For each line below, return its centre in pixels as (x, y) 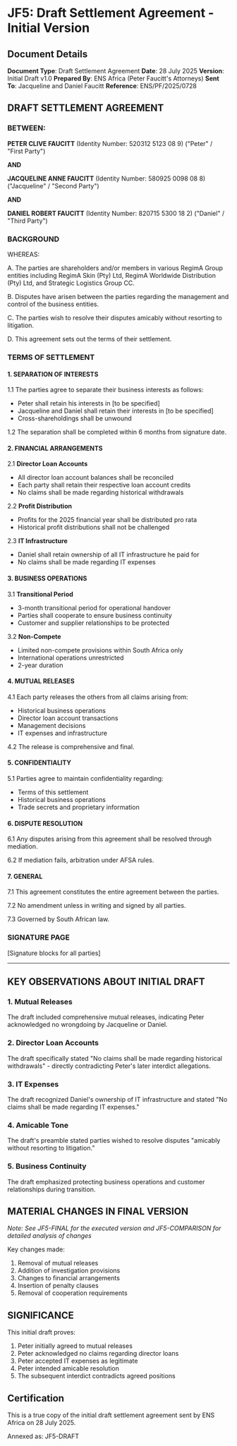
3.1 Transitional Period (41, 594)
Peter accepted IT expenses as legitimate (78, 1361)
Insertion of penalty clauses (58, 1286)
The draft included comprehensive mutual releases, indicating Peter (106, 1017)
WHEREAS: (24, 254)
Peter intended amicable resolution (68, 1368)
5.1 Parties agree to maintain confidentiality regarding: (85, 778)
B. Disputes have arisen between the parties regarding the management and (118, 296)
